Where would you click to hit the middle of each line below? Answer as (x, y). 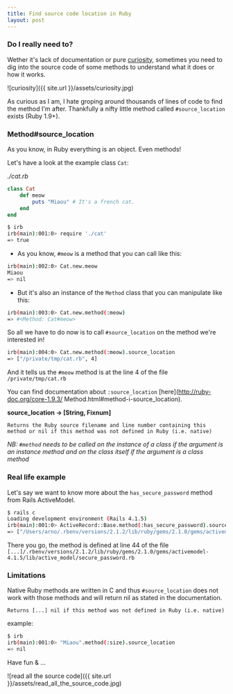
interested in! (26, 340)
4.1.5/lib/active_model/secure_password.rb (71, 558)
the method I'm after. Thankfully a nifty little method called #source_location (116, 108)
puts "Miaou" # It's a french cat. (84, 202)
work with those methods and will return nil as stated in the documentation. (115, 598)
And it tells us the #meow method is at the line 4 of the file (88, 372)
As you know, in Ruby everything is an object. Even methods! (94, 150)
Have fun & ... (27, 662)
